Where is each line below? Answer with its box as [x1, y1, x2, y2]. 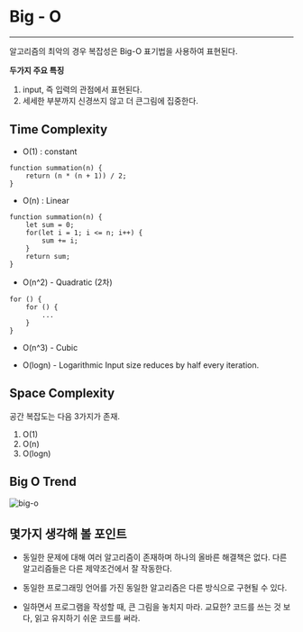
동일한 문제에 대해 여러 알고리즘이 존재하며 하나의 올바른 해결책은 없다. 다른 [22, 552, 288, 563]
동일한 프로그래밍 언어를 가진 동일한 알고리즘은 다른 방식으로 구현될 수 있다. [22, 582, 288, 593]
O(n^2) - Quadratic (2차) [22, 277, 113, 288]
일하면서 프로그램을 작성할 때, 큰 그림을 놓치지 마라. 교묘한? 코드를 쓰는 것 [22, 601, 281, 612]
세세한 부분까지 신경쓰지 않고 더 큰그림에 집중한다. [22, 95, 198, 105]
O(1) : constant [22, 146, 78, 157]
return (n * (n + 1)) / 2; [25, 171, 127, 180]
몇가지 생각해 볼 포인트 [9, 526, 128, 542]
